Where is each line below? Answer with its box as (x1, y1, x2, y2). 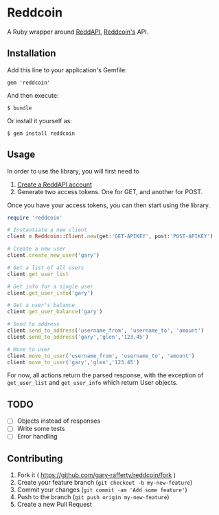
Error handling (16, 432, 58, 441)
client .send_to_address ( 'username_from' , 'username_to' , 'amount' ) (7, 327, 205, 335)
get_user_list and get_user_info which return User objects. (7, 379, 178, 387)
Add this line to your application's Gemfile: (7, 65, 127, 74)
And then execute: (7, 91, 59, 99)
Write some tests (16, 425, 65, 433)
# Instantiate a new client (7, 227, 88, 233)
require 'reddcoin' (7, 214, 63, 221)
